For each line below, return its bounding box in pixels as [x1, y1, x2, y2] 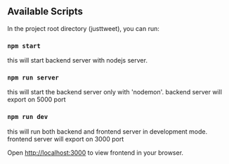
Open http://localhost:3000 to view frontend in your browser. [7, 148, 184, 157]
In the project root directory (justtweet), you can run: [7, 24, 160, 32]
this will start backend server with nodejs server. [7, 56, 148, 65]
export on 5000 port [7, 95, 66, 104]
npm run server [7, 74, 60, 82]
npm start [7, 42, 41, 50]
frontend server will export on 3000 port [7, 134, 124, 143]
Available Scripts [7, 6, 83, 18]
